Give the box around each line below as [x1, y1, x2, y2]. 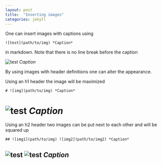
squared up [5, 127, 29, 133]
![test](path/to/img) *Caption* [5, 40, 73, 45]
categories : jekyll [5, 17, 46, 22]
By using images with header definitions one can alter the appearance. [5, 69, 152, 75]
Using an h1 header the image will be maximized [5, 79, 105, 85]
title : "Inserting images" [5, 12, 64, 17]
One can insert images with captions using [5, 31, 94, 37]
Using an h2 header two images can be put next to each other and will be [5, 122, 157, 128]
